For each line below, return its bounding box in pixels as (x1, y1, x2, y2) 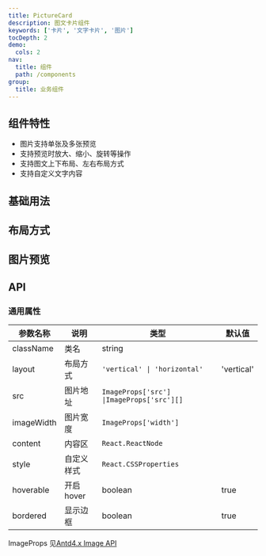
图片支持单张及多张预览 (19, 139, 97, 149)
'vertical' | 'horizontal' (101, 365, 203, 374)
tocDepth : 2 (8, 33, 47, 42)
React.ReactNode (101, 439, 163, 448)
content (12, 438, 41, 449)
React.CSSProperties (101, 460, 180, 469)
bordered (12, 510, 47, 521)
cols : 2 (15, 48, 41, 56)
